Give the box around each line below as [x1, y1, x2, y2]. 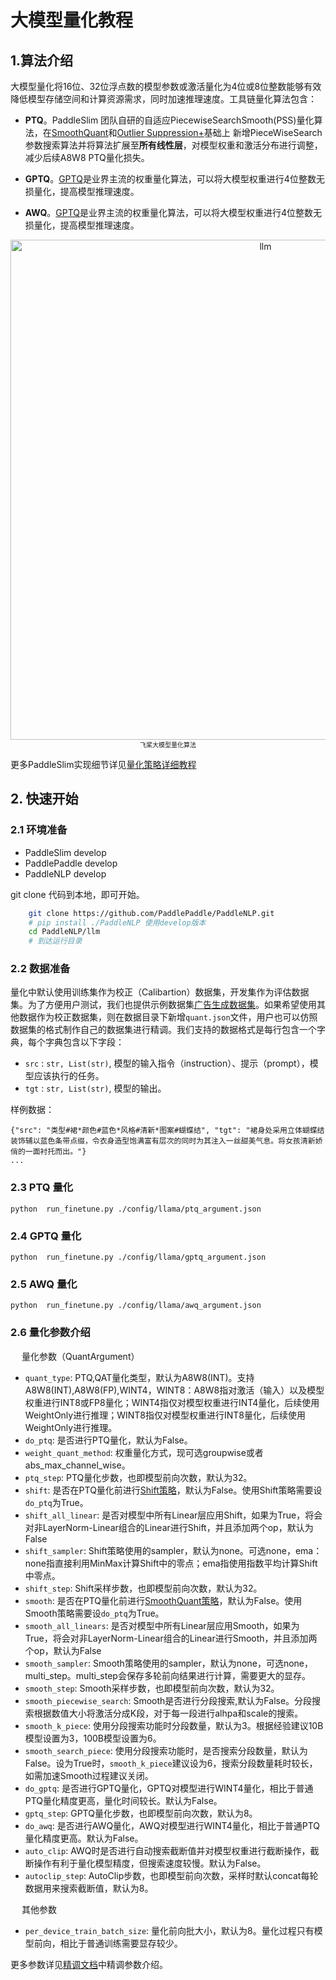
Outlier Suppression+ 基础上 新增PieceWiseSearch [116, 127, 323, 138]
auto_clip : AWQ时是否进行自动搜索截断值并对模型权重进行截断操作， [24, 1844, 311, 1856]
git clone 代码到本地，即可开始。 [10, 888, 145, 900]
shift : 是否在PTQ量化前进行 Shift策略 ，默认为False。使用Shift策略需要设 [24, 1484, 323, 1496]
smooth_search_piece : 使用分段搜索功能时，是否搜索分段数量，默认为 [24, 1744, 308, 1756]
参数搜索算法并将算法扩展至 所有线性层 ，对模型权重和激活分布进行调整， [24, 139, 323, 151]
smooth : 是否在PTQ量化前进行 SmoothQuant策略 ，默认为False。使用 [24, 1594, 303, 1606]
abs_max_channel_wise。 [24, 1459, 131, 1471]
